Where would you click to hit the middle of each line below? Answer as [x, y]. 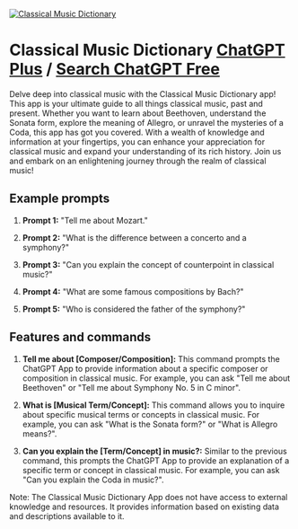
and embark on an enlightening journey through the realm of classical [138, 161]
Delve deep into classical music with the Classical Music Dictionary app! [143, 93]
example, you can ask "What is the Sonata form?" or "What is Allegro [150, 424]
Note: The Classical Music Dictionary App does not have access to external [149, 497]
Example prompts [60, 199]
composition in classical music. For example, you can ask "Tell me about [156, 378]
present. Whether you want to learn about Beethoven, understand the [138, 113]
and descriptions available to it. [67, 516]
